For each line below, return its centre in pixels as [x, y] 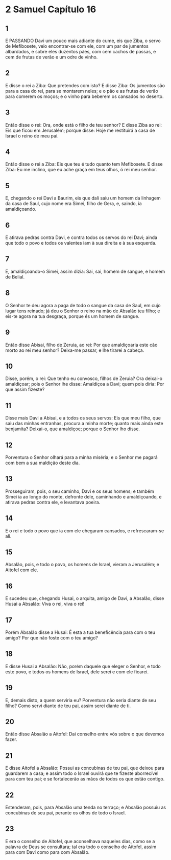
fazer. [11, 739]
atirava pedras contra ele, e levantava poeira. [53, 502]
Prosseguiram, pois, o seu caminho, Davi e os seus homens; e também [80, 491]
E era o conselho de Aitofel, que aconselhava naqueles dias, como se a [80, 841]
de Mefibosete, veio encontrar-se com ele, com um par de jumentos [77, 46]
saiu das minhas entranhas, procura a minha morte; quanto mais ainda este [84, 424]
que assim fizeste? [25, 389]
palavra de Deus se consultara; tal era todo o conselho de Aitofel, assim [81, 847]
